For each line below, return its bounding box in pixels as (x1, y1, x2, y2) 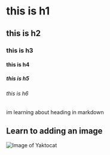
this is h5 (6, 74, 30, 82)
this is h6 (6, 90, 29, 97)
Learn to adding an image (6, 126, 103, 136)
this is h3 (6, 46, 33, 55)
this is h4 (6, 61, 30, 68)
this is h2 (6, 28, 41, 38)
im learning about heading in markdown (6, 108, 104, 115)
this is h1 (6, 4, 50, 18)
